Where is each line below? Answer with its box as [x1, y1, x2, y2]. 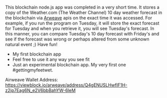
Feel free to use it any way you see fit [12, 56, 90, 62]
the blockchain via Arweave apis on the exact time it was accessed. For [5, 15, 152, 20]
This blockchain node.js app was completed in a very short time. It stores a [5, 4, 160, 10]
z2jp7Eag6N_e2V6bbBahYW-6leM [5, 87, 76, 93]
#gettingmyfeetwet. [12, 67, 53, 73]
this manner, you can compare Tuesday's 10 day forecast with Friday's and [5, 31, 159, 36]
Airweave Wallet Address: [5, 77, 58, 82]
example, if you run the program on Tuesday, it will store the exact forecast [5, 20, 159, 26]
